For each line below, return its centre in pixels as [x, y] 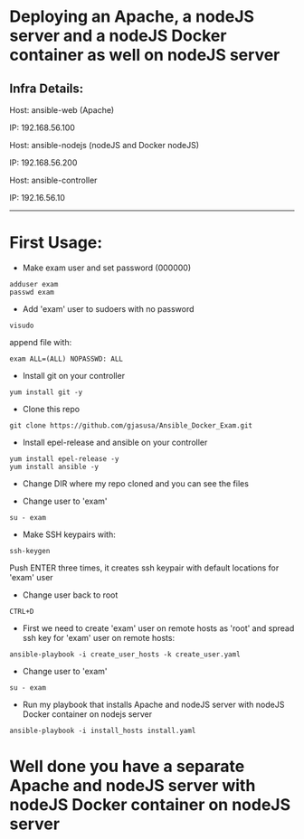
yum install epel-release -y [64, 458]
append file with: [41, 342]
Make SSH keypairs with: [69, 534]
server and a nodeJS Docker [118, 36]
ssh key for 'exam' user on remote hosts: [98, 637]
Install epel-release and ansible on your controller [115, 442]
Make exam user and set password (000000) [107, 268]
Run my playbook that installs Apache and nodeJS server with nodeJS [153, 704]
